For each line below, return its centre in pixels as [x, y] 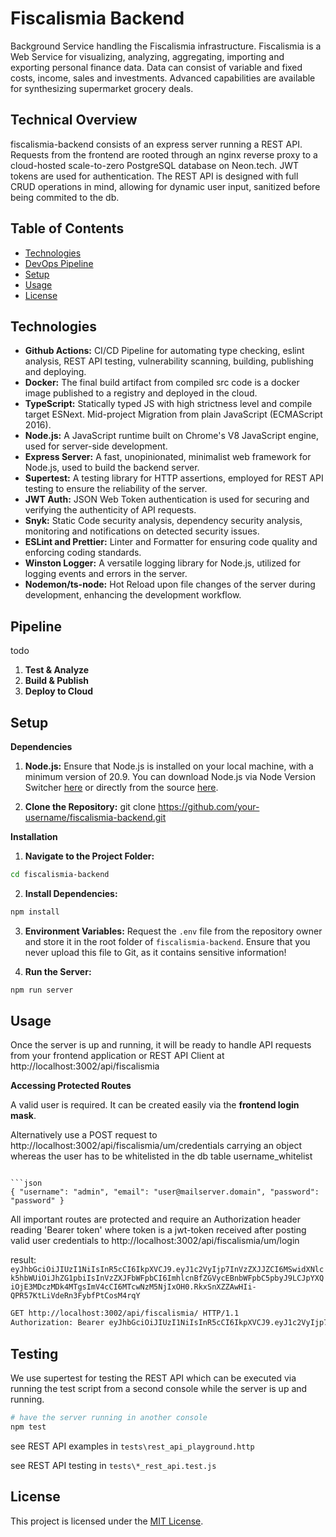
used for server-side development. [96, 446]
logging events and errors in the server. [106, 574]
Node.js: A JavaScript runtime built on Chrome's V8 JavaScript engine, [172, 436]
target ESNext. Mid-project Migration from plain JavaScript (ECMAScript [173, 414]
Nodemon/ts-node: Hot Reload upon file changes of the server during [170, 584]
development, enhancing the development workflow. [133, 595]
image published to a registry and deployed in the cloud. [141, 393]
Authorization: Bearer [57, 1323]
